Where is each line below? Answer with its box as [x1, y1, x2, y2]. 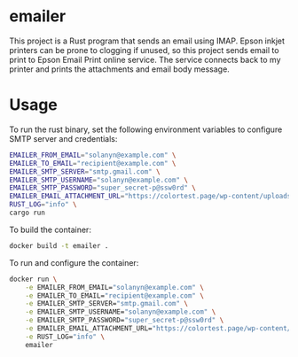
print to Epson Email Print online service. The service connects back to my [9, 54, 281, 65]
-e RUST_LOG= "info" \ [25, 332, 105, 341]
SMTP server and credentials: [9, 133, 118, 144]
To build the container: [9, 224, 91, 235]
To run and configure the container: [9, 257, 139, 268]
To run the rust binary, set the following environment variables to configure [9, 124, 283, 135]
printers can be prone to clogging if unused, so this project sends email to [9, 44, 279, 55]
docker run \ [9, 275, 58, 283]
